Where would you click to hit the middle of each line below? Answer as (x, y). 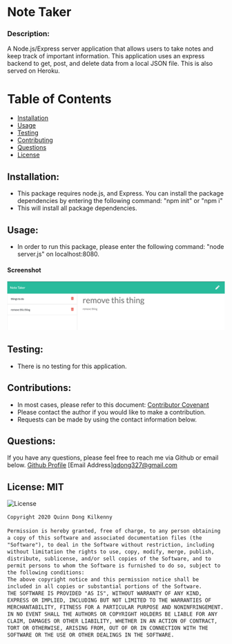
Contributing (35, 140)
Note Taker (39, 12)
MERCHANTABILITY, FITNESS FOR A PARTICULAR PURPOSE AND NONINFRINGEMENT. (116, 607)
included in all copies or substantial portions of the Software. (105, 586)
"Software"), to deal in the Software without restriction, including (111, 545)
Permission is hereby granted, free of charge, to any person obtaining (114, 531)
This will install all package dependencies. (77, 208)
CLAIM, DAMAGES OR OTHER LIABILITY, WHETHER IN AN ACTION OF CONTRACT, (112, 621)
